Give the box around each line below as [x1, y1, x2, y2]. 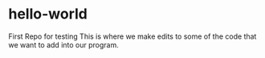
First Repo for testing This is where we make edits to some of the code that [8, 31, 257, 41]
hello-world [8, 5, 88, 23]
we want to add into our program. [8, 39, 119, 49]
